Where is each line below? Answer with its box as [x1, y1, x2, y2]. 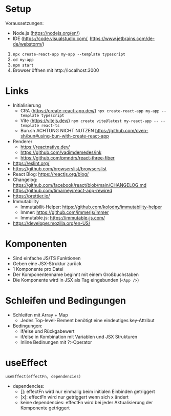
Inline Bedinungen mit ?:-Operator [20, 339, 92, 345]
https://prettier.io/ [12, 193, 50, 199]
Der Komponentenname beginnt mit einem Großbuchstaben [12, 271, 139, 278]
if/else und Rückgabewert [20, 328, 75, 334]
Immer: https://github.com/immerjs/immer [20, 209, 109, 215]
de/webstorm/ [12, 41, 43, 47]
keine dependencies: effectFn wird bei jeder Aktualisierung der [20, 399, 154, 405]
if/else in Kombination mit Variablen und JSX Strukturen [20, 333, 138, 340]
